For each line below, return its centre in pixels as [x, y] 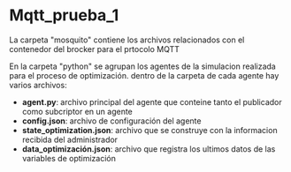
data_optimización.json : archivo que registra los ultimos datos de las [149, 149]
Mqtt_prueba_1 [64, 15]
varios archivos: [38, 85]
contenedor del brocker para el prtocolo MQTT [94, 49]
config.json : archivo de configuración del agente [111, 121]
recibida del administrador [69, 139]
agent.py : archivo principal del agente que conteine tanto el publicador [152, 101]
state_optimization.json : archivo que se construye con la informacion [149, 130]
